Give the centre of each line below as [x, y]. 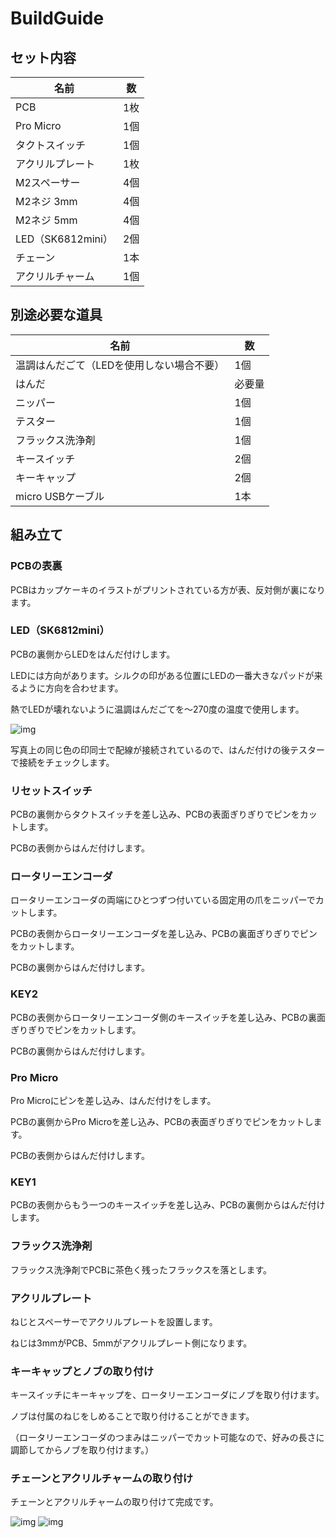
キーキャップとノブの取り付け [82, 1371]
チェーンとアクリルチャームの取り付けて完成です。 [114, 1502]
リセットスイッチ [51, 790]
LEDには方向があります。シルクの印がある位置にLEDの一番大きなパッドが [162, 675]
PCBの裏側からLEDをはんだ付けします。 [93, 654]
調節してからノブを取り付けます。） [82, 1450]
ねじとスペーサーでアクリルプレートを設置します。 [114, 1321]
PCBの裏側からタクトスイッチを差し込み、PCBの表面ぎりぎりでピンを [155, 814]
